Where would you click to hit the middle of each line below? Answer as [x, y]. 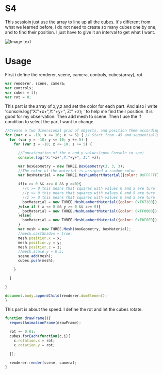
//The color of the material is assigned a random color [77, 171]
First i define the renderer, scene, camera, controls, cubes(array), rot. [74, 74]
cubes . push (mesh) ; [36, 261]
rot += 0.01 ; [23, 332]
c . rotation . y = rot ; [34, 345]
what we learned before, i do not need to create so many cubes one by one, [81, 27]
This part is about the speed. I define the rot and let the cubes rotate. [74, 309]
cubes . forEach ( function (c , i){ [40, 336]
